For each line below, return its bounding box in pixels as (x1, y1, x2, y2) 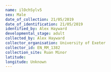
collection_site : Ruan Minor (5, 50, 67, 55)
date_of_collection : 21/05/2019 (5, 17, 74, 22)
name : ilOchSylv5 (5, 7, 42, 13)
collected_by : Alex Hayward (5, 36, 65, 41)
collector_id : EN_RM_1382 (5, 45, 60, 50)
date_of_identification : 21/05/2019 (5, 21, 83, 27)
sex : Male (5, 12, 26, 17)
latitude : (5, 54, 26, 60)
